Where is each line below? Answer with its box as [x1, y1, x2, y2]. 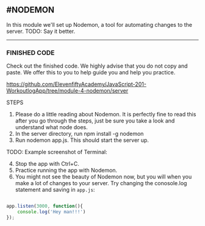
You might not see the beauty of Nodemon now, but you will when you [15, 173, 192, 180]
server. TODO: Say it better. [6, 27, 75, 35]
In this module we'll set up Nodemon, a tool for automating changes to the [6, 21, 192, 28]
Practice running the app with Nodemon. [15, 167, 118, 174]
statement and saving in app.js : [15, 186, 95, 194]
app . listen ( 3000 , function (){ [6, 203, 84, 210]
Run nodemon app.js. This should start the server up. [15, 136, 149, 144]
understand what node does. [15, 124, 88, 131]
